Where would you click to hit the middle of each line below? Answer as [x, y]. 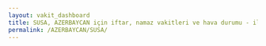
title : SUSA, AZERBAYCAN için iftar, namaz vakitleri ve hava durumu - [129, 23]
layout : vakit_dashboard [49, 15]
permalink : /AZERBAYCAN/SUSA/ [58, 30]
